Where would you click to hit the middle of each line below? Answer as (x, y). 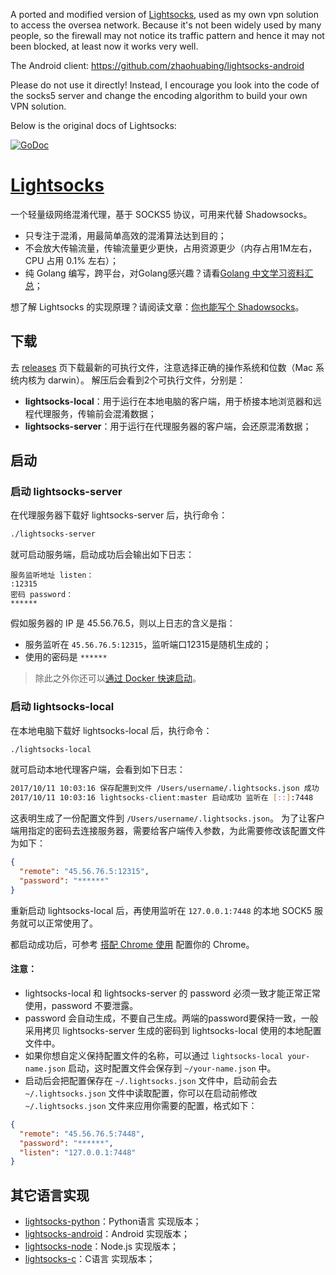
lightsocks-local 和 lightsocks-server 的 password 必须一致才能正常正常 (173, 993)
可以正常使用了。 (62, 923)
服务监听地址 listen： (52, 575)
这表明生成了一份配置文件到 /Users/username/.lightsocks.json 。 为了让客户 (167, 818)
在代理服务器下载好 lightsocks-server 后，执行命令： (119, 515)
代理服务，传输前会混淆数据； (95, 413)
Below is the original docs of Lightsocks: (93, 125)
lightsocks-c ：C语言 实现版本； (90, 1259)
